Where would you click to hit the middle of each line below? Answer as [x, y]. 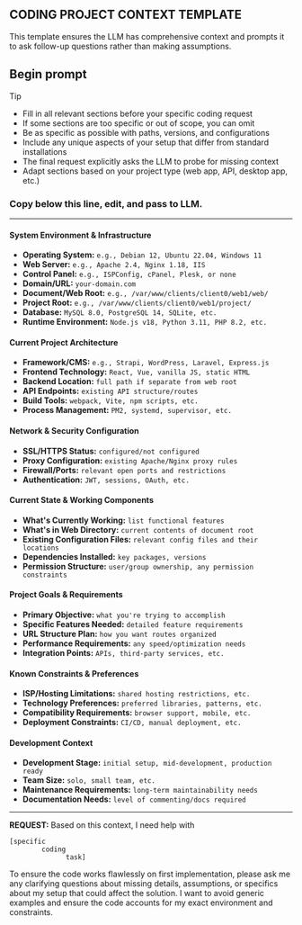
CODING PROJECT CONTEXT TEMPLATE [126, 15]
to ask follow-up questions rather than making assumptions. [120, 46]
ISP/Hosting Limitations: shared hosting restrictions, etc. [136, 694]
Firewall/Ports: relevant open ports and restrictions [124, 470]
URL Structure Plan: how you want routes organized [120, 633]
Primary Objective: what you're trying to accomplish [124, 615]
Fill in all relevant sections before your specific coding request [138, 113]
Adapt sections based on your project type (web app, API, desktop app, [155, 171]
